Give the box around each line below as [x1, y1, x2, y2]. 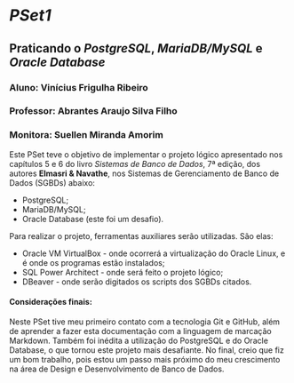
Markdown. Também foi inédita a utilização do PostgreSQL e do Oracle [9, 335, 269, 346]
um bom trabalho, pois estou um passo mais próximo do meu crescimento [9, 354, 281, 364]
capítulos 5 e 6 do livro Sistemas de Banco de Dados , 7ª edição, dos [9, 158, 260, 169]
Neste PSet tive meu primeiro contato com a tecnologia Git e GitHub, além [9, 316, 281, 327]
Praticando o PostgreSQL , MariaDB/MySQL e [9, 41, 263, 56]
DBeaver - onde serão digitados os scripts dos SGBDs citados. [21, 276, 252, 287]
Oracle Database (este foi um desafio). [21, 213, 164, 224]
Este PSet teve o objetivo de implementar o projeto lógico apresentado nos [9, 148, 283, 160]
